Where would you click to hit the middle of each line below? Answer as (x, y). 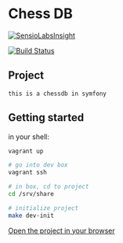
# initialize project (43, 208)
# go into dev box (38, 165)
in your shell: (29, 136)
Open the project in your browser (62, 230)
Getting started (46, 118)
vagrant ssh (27, 173)
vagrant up (26, 151)
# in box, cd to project (49, 187)
